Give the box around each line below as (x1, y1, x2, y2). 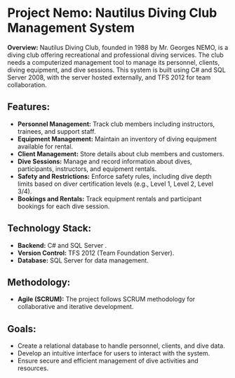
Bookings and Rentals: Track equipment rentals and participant (17, 194, 202, 203)
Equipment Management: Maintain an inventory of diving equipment (17, 134, 217, 143)
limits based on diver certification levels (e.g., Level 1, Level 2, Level (17, 179, 214, 188)
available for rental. (17, 142, 74, 151)
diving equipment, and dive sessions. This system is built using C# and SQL (7, 65, 226, 74)
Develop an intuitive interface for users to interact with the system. (17, 349, 210, 358)
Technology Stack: (7, 222, 92, 234)
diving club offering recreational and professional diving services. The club (7, 51, 224, 59)
